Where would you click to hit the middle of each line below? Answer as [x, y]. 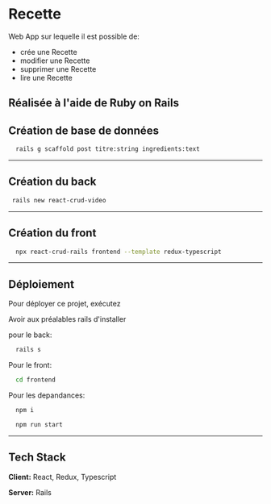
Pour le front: [30, 365]
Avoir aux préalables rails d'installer [67, 319]
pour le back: [30, 335]
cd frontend [36, 380]
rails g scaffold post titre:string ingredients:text [108, 149]
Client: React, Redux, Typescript [63, 477]
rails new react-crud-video [59, 200]
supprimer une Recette [58, 69]
